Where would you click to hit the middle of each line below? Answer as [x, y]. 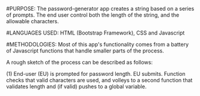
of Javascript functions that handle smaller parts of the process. [85, 51]
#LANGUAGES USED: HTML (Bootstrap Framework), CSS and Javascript [96, 33]
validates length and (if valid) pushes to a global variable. [76, 86]
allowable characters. [33, 21]
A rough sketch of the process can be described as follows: [80, 62]
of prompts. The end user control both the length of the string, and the [93, 15]
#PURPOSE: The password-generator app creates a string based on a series [100, 9]
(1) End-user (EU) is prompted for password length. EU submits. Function [96, 74]
